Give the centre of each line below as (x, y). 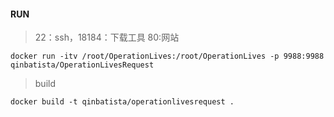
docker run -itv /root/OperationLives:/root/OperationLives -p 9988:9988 (167, 56)
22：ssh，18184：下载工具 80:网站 (107, 37)
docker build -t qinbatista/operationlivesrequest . (122, 102)
